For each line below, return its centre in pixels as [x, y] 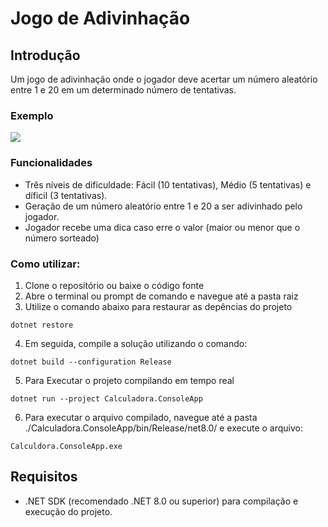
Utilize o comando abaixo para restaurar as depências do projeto [158, 306]
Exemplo [32, 115]
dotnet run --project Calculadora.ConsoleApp [106, 398]
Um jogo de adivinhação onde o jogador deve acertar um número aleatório [164, 79]
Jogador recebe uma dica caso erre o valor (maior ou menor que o [162, 227]
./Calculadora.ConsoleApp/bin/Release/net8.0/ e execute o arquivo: [164, 428]
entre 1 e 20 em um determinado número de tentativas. [123, 90]
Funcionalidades [51, 163]
